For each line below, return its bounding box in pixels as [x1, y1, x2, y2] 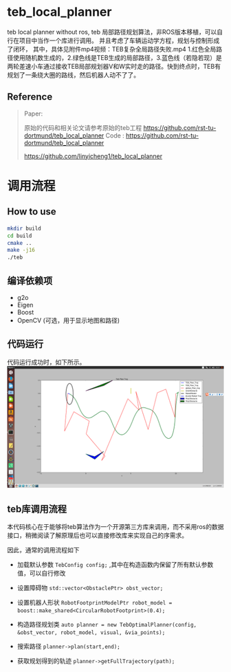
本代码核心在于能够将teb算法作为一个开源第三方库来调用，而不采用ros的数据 [7, 523, 224, 531]
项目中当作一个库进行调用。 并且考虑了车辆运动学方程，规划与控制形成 [19, 36, 220, 45]
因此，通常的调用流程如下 [7, 546, 80, 554]
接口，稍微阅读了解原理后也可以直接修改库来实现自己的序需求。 [7, 531, 188, 540]
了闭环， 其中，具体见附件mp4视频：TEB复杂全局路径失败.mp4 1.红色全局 [7, 45, 217, 53]
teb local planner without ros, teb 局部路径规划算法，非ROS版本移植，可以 [7, 28, 217, 36]
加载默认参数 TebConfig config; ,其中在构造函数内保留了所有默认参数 [16, 561, 214, 569]
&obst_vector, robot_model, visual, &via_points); [16, 629, 166, 636]
